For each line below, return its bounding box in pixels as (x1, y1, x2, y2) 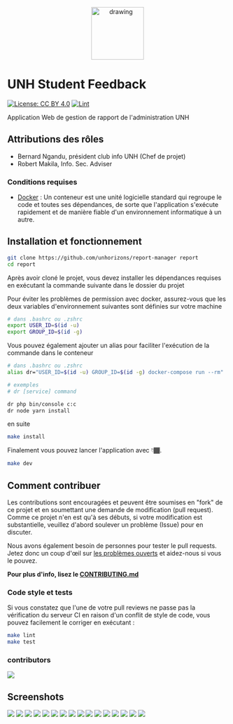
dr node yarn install (7, 407, 71, 414)
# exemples (7, 381, 39, 389)
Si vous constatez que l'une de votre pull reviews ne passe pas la (7, 603, 196, 612)
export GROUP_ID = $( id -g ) (7, 328, 83, 336)
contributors (7, 655, 51, 665)
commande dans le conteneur (7, 349, 94, 357)
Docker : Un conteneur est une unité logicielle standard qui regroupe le (17, 193, 223, 201)
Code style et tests (7, 587, 73, 597)
